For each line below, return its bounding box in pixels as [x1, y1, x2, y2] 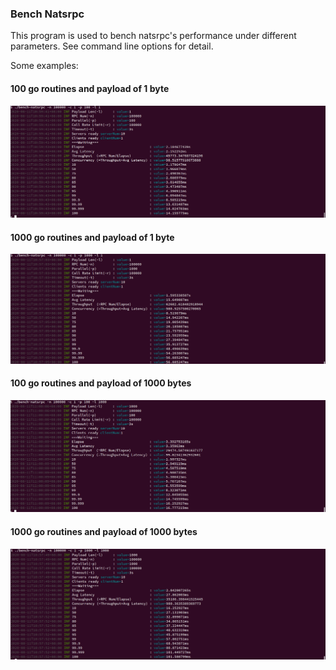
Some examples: [10, 60, 79, 72]
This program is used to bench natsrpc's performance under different [10, 30, 297, 42]
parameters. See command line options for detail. [10, 40, 214, 52]
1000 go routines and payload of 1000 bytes [10, 526, 198, 537]
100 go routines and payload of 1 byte [10, 82, 170, 94]
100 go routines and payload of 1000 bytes [10, 377, 192, 389]
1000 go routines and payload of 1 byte [10, 231, 175, 243]
